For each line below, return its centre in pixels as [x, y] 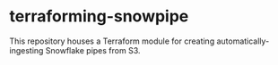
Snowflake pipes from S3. [93, 50]
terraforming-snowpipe [99, 16]
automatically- [243, 41]
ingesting [26, 50]
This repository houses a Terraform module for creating [112, 41]
